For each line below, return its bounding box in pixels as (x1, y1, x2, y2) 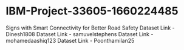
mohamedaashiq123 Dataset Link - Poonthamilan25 (5, 37, 135, 44)
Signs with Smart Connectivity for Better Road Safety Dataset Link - (5, 24, 175, 31)
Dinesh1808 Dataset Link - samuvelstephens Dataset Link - (5, 30, 154, 37)
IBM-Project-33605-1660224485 (5, 4, 179, 18)
